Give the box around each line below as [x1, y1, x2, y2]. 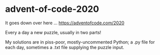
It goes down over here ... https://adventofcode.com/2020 [5, 20, 125, 26]
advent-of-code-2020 [5, 3, 99, 15]
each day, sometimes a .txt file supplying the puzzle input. [5, 44, 124, 50]
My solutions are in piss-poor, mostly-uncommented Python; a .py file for [5, 39, 155, 45]
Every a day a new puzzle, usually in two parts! [5, 29, 101, 35]
